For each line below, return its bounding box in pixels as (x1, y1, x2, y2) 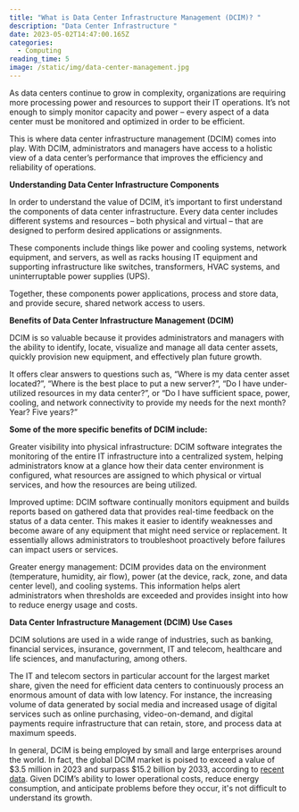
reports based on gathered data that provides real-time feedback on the (9, 506, 274, 517)
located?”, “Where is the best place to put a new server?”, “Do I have (9, 377, 262, 389)
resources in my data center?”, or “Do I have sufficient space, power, (37, 387, 290, 398)
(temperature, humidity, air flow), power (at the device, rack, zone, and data (9, 571, 288, 581)
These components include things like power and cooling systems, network (9, 242, 287, 253)
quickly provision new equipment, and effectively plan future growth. (9, 351, 262, 362)
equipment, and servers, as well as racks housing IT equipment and (9, 251, 259, 262)
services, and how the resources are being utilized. (9, 479, 198, 490)
